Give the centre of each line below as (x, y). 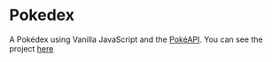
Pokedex (42, 15)
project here (31, 48)
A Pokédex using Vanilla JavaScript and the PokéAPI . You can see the (136, 39)
